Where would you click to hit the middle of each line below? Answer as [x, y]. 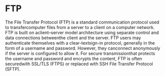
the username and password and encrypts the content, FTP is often [74, 58]
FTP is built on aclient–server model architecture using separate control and [82, 32]
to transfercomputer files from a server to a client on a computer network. [80, 27]
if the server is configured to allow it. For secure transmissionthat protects [80, 53]
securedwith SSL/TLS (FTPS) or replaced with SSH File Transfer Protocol [79, 64]
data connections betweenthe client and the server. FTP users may [73, 38]
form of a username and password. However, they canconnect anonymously [83, 48]
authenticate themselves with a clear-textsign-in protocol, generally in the [80, 43]
